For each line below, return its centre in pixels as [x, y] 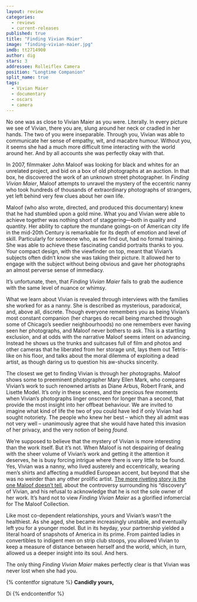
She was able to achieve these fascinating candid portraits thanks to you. [95, 245]
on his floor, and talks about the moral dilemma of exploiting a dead [97, 355]
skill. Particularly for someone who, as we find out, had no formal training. [96, 238]
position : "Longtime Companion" [46, 72]
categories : [21, 17]
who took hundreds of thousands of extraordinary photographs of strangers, [99, 189]
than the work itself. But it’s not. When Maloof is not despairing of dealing [95, 447]
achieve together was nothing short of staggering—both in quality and [91, 220]
